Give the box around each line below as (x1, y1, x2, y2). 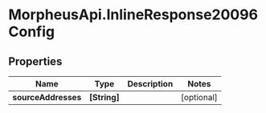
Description (127, 79, 174, 89)
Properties (8, 54, 63, 68)
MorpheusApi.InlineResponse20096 (8, 6, 259, 24)
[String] (89, 92, 120, 103)
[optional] (180, 92, 219, 103)
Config (8, 22, 55, 41)
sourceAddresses (12, 92, 82, 103)
